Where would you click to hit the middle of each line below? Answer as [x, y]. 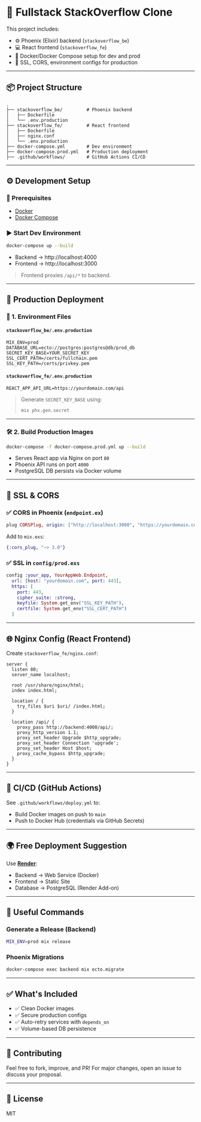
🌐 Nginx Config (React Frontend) [68, 639]
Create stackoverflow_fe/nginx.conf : [52, 653]
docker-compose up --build [40, 246]
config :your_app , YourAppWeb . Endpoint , [57, 575]
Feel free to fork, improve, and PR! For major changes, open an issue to [94, 1068]
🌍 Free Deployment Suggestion [67, 846]
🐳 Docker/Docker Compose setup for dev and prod [77, 56]
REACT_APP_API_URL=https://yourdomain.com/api [65, 389]
